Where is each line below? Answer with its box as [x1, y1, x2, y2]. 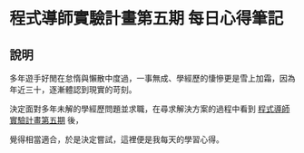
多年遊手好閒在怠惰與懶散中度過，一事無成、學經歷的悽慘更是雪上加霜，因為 [9, 73, 296, 83]
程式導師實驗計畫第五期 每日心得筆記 [9, 8, 284, 29]
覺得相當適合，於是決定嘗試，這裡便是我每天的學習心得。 [9, 134, 224, 145]
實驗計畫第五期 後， [9, 115, 83, 125]
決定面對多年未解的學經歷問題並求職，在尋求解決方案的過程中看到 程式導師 [9, 103, 290, 114]
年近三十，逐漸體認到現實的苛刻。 [9, 84, 137, 95]
